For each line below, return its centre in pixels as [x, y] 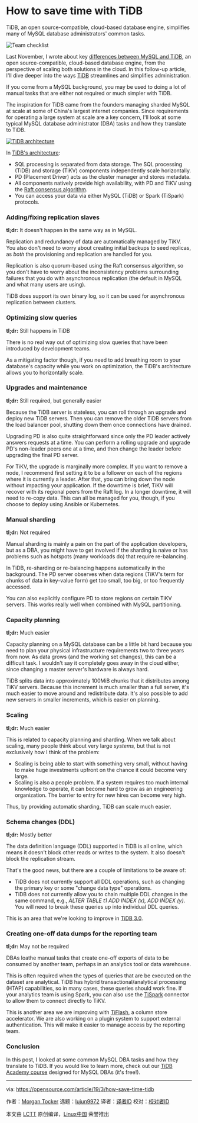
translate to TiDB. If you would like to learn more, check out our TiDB [89, 1066]
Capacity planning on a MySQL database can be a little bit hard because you [99, 644]
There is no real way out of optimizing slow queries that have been [87, 342]
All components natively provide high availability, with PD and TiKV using [103, 183]
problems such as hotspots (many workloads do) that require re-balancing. [97, 556]
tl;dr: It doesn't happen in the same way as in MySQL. [72, 230]
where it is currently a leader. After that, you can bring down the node [90, 479]
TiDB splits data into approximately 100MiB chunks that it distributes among [98, 681]
